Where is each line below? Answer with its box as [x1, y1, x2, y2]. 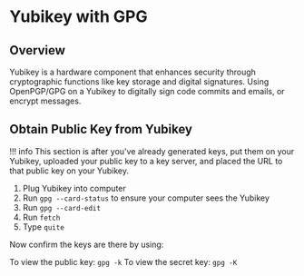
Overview [9, 43, 66, 58]
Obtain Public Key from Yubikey [9, 122, 193, 137]
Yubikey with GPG [9, 6, 148, 27]
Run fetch [22, 212, 61, 222]
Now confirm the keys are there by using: [9, 239, 164, 250]
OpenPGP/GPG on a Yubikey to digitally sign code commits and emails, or [9, 86, 285, 96]
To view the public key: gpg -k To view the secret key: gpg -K [9, 256, 238, 267]
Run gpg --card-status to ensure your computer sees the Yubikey [22, 192, 270, 203]
